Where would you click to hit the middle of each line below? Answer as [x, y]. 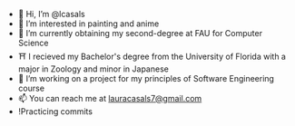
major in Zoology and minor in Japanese [93, 69]
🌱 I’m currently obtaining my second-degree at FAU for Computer [140, 33]
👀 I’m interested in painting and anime [88, 24]
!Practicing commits [55, 111]
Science [33, 43]
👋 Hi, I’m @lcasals [51, 14]
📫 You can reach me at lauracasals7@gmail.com [110, 98]
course [31, 88]
